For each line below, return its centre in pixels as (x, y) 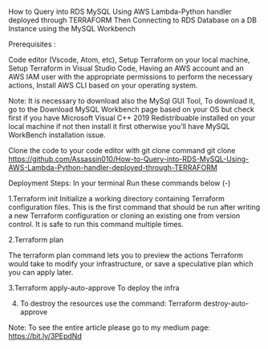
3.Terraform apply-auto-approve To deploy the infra (94, 288)
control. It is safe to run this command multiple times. (96, 224)
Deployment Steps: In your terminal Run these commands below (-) (120, 183)
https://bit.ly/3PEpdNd (45, 336)
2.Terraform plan (36, 239)
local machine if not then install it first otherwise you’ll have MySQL (119, 126)
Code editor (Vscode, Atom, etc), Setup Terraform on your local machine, (129, 60)
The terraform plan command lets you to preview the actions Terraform (126, 255)
